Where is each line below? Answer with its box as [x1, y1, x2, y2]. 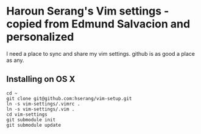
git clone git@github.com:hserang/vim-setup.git [6, 95, 132, 101]
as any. [6, 56, 24, 64]
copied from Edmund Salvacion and [6, 17, 191, 31]
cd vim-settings [6, 111, 48, 118]
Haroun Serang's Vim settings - [6, 4, 169, 18]
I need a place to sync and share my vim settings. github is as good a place [6, 50, 195, 57]
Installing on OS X [6, 74, 76, 84]
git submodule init [6, 116, 56, 122]
